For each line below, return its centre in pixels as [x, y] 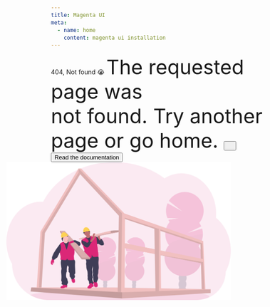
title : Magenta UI [78, 15]
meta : [59, 22]
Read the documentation [87, 158]
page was [97, 92]
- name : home [77, 30]
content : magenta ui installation [115, 38]
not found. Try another [157, 116]
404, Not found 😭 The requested [147, 67]
